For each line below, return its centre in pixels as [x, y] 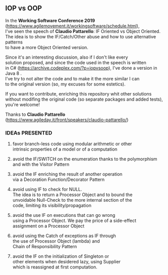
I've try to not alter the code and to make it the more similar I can [72, 78]
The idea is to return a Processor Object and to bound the [72, 195]
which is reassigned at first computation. [55, 267]
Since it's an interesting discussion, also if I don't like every [67, 57]
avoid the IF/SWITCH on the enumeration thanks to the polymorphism [85, 159]
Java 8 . [13, 73]
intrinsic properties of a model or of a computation [65, 149]
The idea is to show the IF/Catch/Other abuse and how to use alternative [81, 36]
